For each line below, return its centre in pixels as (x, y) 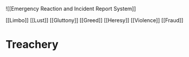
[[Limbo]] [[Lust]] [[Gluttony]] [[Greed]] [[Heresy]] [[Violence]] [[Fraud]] (94, 20)
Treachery (32, 45)
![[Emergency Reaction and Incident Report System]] (71, 9)
